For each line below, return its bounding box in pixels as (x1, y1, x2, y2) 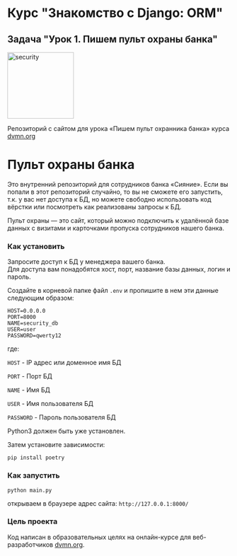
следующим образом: (7, 294, 74, 302)
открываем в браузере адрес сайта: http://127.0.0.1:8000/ (7, 499, 189, 507)
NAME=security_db (7, 320, 59, 327)
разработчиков (7, 540, 54, 549)
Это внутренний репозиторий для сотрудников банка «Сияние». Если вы (7, 180, 229, 188)
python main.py (7, 487, 52, 494)
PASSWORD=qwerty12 (7, 332, 62, 340)
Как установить (7, 241, 65, 251)
